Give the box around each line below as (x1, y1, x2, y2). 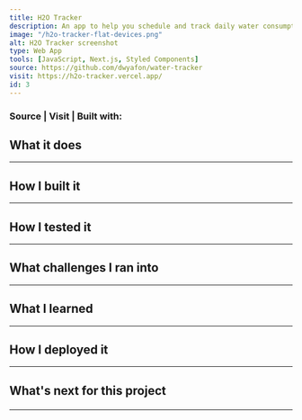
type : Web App (9, 47, 63, 56)
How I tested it (9, 219, 92, 235)
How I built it (9, 178, 81, 193)
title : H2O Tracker (9, 13, 83, 22)
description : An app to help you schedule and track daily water (9, 22, 259, 31)
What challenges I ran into (9, 260, 159, 275)
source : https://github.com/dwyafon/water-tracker (9, 64, 203, 73)
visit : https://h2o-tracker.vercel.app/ (9, 72, 164, 81)
